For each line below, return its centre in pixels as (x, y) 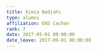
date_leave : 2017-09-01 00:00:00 (49, 40)
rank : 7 (16, 29)
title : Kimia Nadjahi (34, 12)
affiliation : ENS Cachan (38, 23)
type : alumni (23, 18)
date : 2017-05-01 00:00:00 (41, 35)
